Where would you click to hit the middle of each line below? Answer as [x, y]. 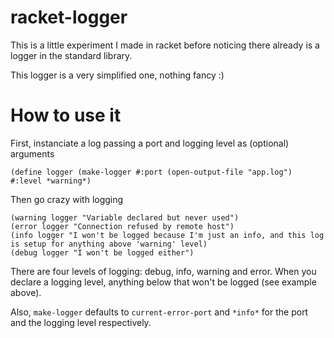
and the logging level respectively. [81, 322]
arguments [32, 153]
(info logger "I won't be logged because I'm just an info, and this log [167, 235]
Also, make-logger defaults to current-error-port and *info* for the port [159, 312]
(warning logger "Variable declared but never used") [125, 217]
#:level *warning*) [51, 181]
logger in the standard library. [71, 55]
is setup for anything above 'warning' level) [109, 244]
